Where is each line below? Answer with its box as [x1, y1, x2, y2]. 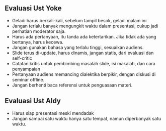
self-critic [12, 55, 32, 61]
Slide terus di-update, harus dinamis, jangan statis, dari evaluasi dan [12, 50, 154, 56]
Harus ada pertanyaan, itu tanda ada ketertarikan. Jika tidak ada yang [12, 33, 156, 39]
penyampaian [12, 66, 41, 72]
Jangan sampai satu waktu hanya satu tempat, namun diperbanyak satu [12, 115, 161, 121]
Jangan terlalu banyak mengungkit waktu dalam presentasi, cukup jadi [12, 23, 158, 29]
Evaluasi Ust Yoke [5, 4, 62, 13]
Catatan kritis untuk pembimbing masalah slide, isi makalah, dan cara [12, 60, 155, 66]
